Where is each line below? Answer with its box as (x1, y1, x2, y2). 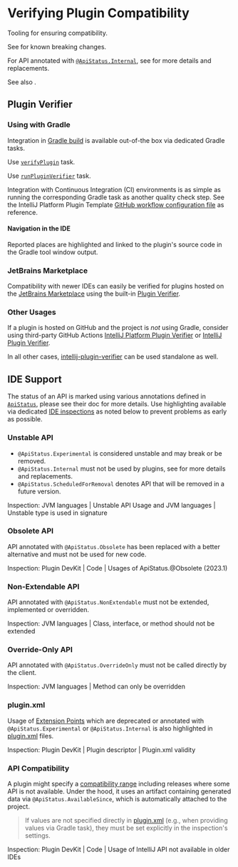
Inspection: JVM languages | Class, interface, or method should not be (7, 619, 215, 628)
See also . (7, 77, 37, 86)
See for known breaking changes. (7, 42, 107, 51)
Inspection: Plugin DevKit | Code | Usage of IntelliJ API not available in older (7, 845, 230, 854)
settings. (24, 831, 51, 840)
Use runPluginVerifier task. (7, 171, 91, 180)
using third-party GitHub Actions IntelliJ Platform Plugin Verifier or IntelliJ (7, 331, 222, 340)
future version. (17, 487, 61, 496)
